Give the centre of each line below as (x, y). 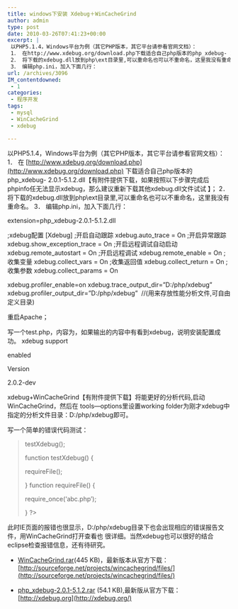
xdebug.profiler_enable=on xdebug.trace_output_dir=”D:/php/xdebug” (110, 285)
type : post (23, 27)
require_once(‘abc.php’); (61, 499)
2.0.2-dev (22, 382)
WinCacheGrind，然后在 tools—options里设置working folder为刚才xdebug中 (119, 406)
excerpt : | (23, 40)
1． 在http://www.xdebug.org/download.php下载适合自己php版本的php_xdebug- (119, 54)
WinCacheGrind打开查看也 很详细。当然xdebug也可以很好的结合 (120, 536)
